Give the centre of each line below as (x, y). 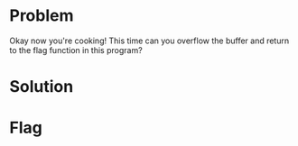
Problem (42, 16)
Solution (42, 87)
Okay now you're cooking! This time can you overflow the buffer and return (149, 41)
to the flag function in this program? (76, 50)
